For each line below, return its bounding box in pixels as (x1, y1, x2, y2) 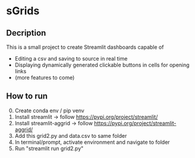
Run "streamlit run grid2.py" (14, 144, 84, 152)
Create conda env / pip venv (14, 107, 84, 114)
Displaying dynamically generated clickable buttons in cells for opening (14, 61, 190, 68)
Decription (6, 28, 46, 38)
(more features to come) (14, 74, 75, 81)
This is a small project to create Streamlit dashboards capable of (6, 43, 164, 50)
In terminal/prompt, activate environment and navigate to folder (14, 138, 171, 146)
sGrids (6, 4, 40, 18)
